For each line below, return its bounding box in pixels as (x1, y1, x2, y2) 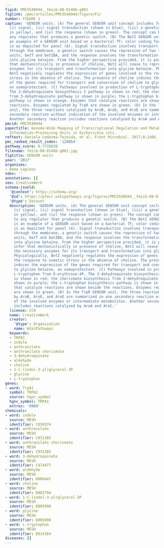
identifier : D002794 (9, 490, 51, 495)
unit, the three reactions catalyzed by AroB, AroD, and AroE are (9, 107, 147, 113)
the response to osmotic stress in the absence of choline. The (14, 258, 147, 263)
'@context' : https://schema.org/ (9, 189, 78, 194)
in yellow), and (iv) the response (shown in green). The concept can (9, 30, 156, 35)
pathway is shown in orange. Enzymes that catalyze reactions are (9, 99, 147, 103)
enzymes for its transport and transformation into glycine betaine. (9, 67, 154, 72)
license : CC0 (9, 308, 36, 313)
